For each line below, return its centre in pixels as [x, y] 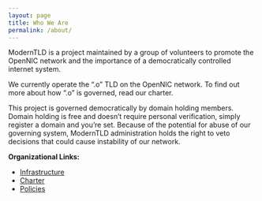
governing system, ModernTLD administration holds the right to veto [119, 133]
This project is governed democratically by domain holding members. [121, 108]
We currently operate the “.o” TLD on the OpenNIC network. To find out [124, 84]
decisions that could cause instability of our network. [94, 142]
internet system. [35, 69]
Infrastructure [42, 172]
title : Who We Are [38, 23]
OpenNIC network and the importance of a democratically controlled [120, 61]
